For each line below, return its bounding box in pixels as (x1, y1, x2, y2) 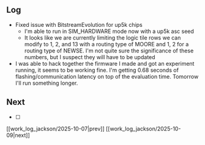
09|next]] (6, 131, 30, 139)
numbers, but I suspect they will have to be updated (24, 53, 155, 60)
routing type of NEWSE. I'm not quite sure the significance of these (24, 47, 194, 54)
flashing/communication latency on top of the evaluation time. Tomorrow (15, 72, 199, 80)
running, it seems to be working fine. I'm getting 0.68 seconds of (15, 66, 179, 74)
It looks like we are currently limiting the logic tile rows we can (24, 34, 181, 41)
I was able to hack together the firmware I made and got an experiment (15, 60, 195, 67)
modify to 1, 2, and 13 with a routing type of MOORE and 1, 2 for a (24, 40, 189, 48)
